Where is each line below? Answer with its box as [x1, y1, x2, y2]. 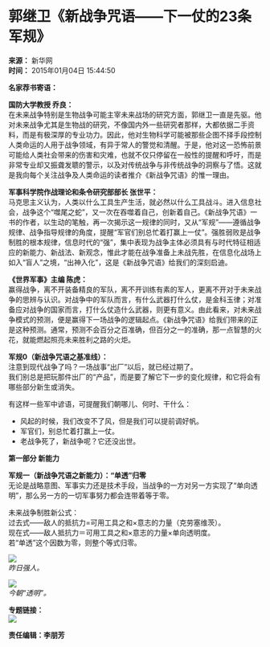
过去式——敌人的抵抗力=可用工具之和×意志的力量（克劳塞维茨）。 [8, 518, 226, 527]
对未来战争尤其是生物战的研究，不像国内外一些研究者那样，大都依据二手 [8, 120, 247, 129]
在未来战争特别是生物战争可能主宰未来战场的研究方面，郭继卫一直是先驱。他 [8, 109, 262, 119]
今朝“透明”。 [8, 588, 51, 597]
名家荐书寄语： [8, 82, 58, 92]
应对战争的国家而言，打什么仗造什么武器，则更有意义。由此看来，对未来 [14, 305, 255, 314]
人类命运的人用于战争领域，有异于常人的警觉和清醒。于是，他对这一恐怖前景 [8, 140, 262, 149]
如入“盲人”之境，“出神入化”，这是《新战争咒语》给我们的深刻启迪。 [8, 257, 232, 267]
